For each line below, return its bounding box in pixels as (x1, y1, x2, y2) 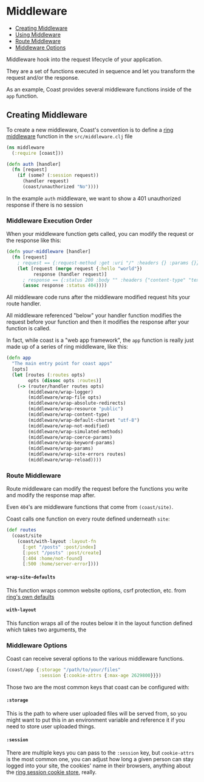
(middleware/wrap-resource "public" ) (28, 406, 123, 412)
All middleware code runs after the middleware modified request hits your (6, 294, 190, 301)
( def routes (6, 527, 36, 533)
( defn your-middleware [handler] (6, 249, 91, 255)
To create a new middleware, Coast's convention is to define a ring (6, 126, 174, 133)
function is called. (6, 325, 51, 332)
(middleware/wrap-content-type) (28, 411, 110, 418)
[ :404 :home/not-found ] (22, 555, 83, 561)
